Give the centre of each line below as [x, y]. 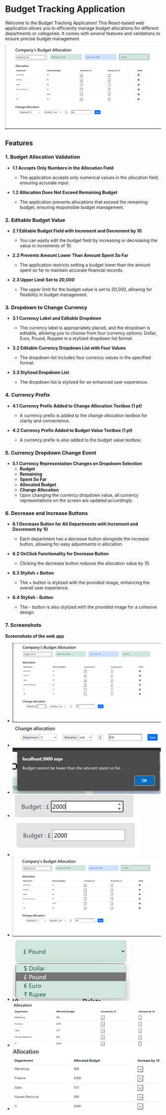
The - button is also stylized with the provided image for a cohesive [88, 607]
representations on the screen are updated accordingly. [76, 500]
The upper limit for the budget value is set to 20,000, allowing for [86, 290]
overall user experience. [44, 588]
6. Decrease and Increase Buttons [46, 513]
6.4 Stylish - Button [33, 597]
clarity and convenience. [45, 420]
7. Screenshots [23, 625]
